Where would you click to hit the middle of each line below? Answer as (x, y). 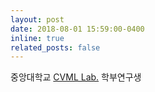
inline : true (37, 38)
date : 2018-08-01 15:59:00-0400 (77, 29)
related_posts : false (55, 47)
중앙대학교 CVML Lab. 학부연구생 (76, 77)
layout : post (37, 19)
